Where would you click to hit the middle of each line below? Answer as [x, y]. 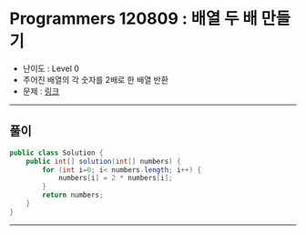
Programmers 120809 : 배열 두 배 [133, 19]
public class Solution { [56, 153]
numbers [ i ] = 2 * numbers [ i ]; [115, 179]
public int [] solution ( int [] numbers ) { [103, 161]
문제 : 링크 [41, 91]
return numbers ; [73, 195]
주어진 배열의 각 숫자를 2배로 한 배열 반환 [95, 79]
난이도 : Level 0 [51, 68]
